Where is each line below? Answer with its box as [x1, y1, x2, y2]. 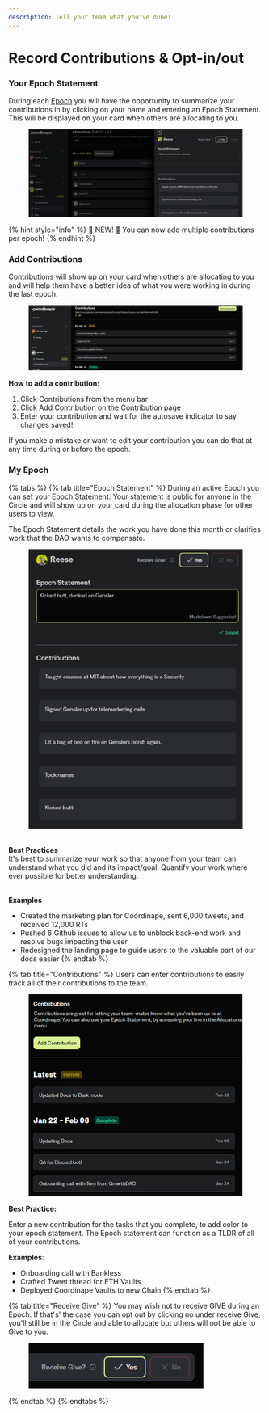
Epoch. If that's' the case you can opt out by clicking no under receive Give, [8, 1310, 261, 1319]
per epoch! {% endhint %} [8, 233, 96, 243]
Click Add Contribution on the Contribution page [19, 403, 182, 412]
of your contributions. [8, 1237, 81, 1246]
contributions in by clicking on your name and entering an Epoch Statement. [8, 105, 262, 115]
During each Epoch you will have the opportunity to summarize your [8, 96, 235, 106]
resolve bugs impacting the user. [19, 936, 129, 946]
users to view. [8, 508, 55, 518]
